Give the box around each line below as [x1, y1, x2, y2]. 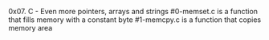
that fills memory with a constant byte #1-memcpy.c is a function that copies [8, 15, 262, 24]
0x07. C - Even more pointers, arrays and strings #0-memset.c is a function [8, 7, 259, 16]
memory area [8, 24, 53, 32]
